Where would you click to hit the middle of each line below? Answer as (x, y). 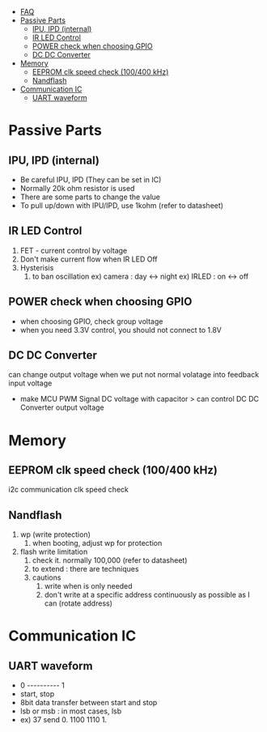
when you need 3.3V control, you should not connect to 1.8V (121, 330)
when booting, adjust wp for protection (97, 543)
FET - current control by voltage (74, 250)
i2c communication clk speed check (69, 490)
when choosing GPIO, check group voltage (91, 321)
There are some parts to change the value (90, 197)
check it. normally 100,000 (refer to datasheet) (110, 560)
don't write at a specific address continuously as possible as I (147, 595)
